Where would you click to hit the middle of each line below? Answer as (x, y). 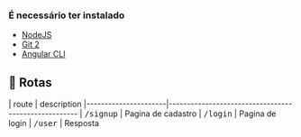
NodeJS (36, 35)
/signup (101, 114)
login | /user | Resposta (54, 123)
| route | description (45, 105)
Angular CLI (43, 54)
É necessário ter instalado (67, 15)
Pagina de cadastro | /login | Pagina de (201, 114)
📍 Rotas (30, 82)
